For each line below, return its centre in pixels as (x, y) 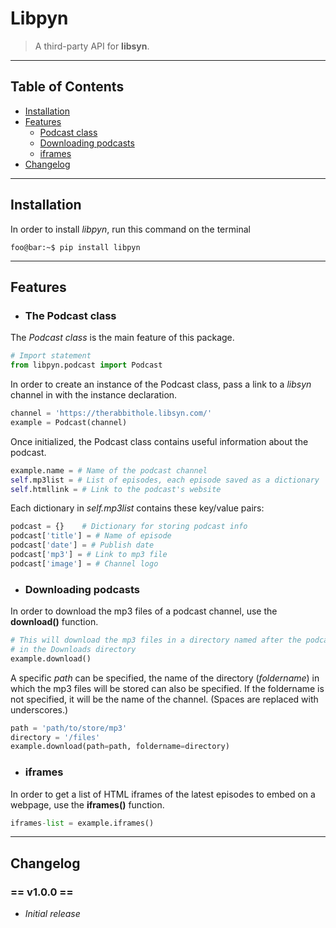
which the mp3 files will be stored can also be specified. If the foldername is (167, 688)
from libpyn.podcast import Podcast (86, 365)
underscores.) (39, 709)
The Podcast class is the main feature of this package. (122, 338)
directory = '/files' (55, 737)
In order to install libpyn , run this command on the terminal (130, 229)
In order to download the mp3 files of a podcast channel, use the (144, 611)
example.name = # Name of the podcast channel (109, 470)
